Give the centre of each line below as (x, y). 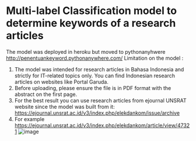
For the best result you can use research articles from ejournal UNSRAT (100, 100)
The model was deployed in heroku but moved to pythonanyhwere (86, 51)
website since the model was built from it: (64, 106)
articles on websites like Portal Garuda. (62, 82)
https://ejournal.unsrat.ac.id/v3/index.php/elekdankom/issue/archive (97, 113)
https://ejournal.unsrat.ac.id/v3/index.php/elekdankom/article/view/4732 (102, 125)
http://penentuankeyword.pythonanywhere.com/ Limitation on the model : (95, 58)
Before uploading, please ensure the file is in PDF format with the (93, 88)
